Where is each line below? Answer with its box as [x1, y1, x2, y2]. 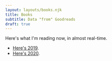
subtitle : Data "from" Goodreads [5, 17, 76, 22]
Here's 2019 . [12, 45, 39, 51]
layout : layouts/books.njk [5, 7, 62, 13]
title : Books [5, 12, 33, 17]
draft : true [5, 21, 30, 27]
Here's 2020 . [12, 50, 40, 56]
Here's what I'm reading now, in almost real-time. [5, 35, 107, 41]
